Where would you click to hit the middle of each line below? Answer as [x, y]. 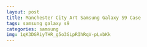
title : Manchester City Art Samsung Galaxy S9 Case [73, 18]
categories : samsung [33, 29]
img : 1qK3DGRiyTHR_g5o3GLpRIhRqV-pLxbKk [59, 35]
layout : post [23, 12]
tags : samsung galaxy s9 [38, 23]
